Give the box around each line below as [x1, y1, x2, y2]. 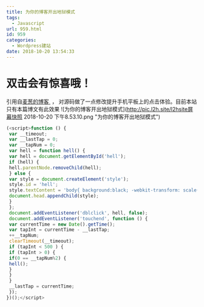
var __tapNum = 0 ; [8, 142, 56, 148]
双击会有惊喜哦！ [6, 77, 92, 90]
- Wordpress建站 [12, 43, 51, 49]
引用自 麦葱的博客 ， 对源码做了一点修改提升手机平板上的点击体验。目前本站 [6, 98, 197, 105]
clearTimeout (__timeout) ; [8, 238, 75, 244]
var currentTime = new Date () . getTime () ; [8, 221, 115, 227]
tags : [6, 15, 20, 21]
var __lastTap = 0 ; [8, 136, 59, 143]
